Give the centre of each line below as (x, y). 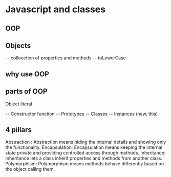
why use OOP (27, 74)
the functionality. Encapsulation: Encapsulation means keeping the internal (84, 147)
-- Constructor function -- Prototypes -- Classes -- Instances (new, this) (81, 114)
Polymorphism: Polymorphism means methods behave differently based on (85, 164)
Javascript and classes (56, 9)
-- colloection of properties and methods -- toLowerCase (66, 58)
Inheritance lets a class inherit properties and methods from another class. (84, 158)
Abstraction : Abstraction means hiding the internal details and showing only (86, 142)
